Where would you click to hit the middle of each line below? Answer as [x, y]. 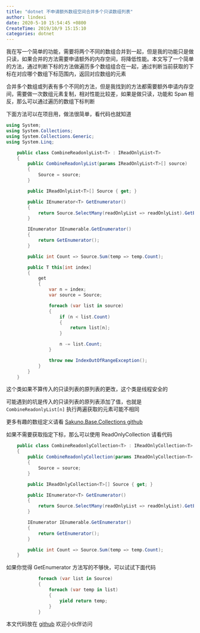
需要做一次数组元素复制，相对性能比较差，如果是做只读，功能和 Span [102, 94]
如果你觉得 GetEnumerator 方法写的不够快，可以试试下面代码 [81, 567]
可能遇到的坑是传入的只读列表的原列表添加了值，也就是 [74, 402]
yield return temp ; [84, 601]
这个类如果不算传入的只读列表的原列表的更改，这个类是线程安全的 [87, 389]
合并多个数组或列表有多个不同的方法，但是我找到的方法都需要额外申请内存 [97, 86]
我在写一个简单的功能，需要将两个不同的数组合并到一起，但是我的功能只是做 [100, 52]
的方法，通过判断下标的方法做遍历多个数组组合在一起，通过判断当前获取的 [97, 67]
